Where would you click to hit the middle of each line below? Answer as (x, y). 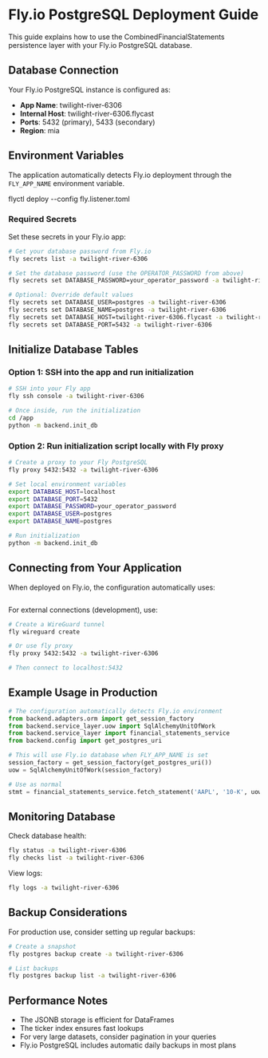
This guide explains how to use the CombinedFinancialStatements (116, 37)
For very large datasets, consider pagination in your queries (118, 1037)
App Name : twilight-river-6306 (71, 105)
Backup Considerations (68, 912)
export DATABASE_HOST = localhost (62, 491)
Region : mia (39, 130)
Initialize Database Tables (73, 350)
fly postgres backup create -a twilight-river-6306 (96, 954)
